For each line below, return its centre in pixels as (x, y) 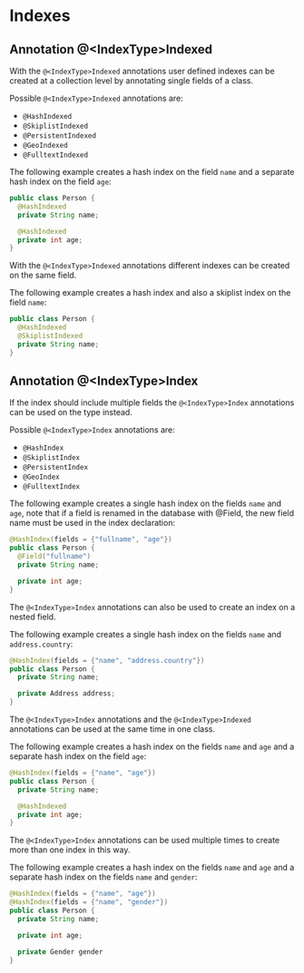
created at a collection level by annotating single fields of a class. (132, 81)
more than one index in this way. (70, 850)
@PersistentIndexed (59, 136)
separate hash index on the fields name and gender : (103, 877)
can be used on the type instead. (71, 413)
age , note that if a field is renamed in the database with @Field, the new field (152, 513)
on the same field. (43, 275)
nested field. (33, 617)
